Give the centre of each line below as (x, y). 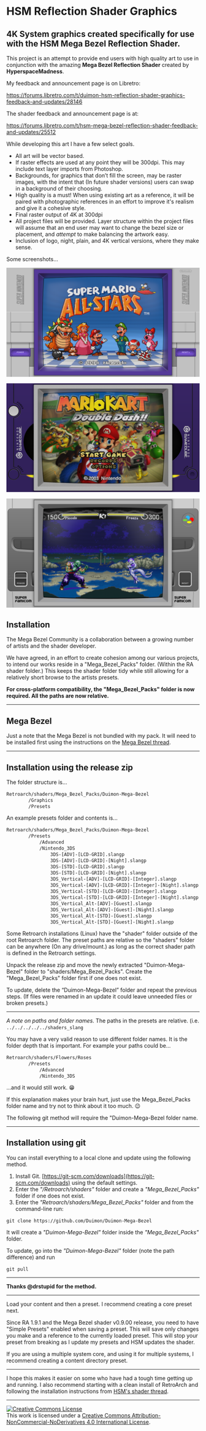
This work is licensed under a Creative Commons (68, 1415)
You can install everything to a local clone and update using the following (99, 1158)
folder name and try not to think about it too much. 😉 (74, 1106)
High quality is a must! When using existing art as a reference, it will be (105, 195)
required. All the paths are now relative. (58, 696)
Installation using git (46, 1143)
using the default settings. (105, 1182)
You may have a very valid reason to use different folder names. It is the (97, 1039)
